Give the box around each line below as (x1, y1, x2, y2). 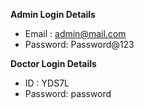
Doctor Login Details (10, 58, 97, 69)
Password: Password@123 (24, 39, 135, 50)
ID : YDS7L (24, 77, 70, 89)
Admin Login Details (10, 9, 96, 20)
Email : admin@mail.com (24, 28, 127, 39)
